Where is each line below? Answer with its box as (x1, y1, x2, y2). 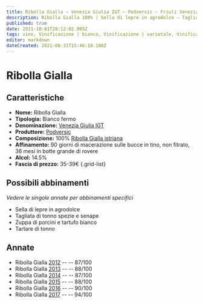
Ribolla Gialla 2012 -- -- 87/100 (14, 259, 92, 266)
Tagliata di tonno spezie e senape (14, 212, 99, 219)
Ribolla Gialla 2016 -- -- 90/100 (14, 284, 92, 291)
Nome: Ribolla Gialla (14, 108, 66, 116)
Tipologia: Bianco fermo (14, 115, 77, 122)
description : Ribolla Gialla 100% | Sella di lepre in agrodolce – (6, 15, 180, 21)
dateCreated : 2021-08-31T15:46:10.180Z (6, 43, 107, 49)
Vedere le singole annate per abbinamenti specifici (6, 194, 134, 201)
